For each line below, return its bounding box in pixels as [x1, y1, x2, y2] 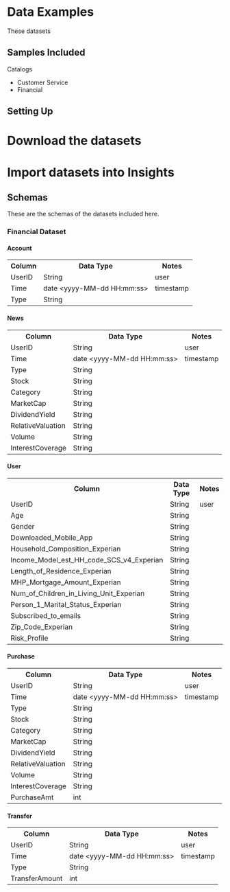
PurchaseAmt [10, 792, 54, 802]
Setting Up [7, 106, 53, 117]
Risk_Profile [10, 633, 49, 643]
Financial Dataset [7, 227, 66, 237]
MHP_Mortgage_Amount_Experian [10, 577, 121, 587]
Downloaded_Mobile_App [10, 533, 93, 542]
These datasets [7, 27, 51, 35]
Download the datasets [7, 133, 142, 148]
